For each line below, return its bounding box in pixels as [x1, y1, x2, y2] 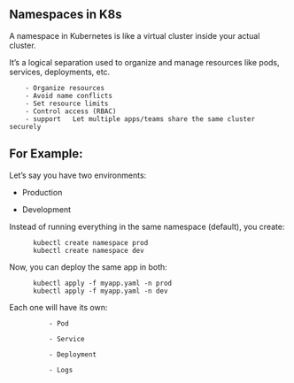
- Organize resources [25, 83, 104, 92]
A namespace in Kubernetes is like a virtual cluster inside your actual [9, 30, 260, 41]
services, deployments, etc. [9, 66, 111, 77]
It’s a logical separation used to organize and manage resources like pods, [9, 57, 281, 67]
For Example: [9, 146, 83, 162]
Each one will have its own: [9, 302, 108, 312]
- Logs [48, 365, 73, 374]
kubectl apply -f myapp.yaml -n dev [32, 287, 168, 295]
